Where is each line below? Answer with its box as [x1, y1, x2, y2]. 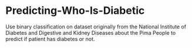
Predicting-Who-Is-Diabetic [5, 4, 145, 17]
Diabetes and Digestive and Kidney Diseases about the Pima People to [5, 29, 176, 36]
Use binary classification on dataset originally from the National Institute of [5, 23, 186, 30]
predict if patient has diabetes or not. [5, 35, 95, 42]
